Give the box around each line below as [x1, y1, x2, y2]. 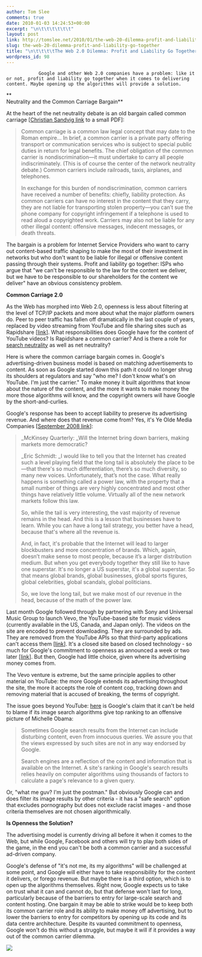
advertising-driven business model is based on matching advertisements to [6, 359, 194, 366]
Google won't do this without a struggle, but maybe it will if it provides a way [6, 926, 195, 933]
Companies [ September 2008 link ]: [6, 422, 93, 429]
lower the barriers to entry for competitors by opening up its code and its [6, 913, 187, 921]
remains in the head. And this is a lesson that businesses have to [20, 515, 182, 522]
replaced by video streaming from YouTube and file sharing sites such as [6, 322, 187, 329]
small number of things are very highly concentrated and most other [20, 484, 191, 491]
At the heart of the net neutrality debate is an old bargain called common [6, 109, 186, 117]
